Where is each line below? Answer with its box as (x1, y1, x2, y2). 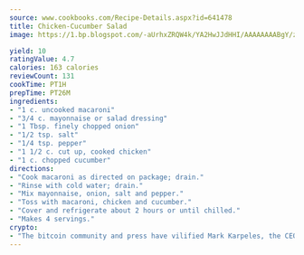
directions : (9, 164, 54, 173)
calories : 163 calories (9, 63, 100, 72)
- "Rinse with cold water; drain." (9, 181, 144, 190)
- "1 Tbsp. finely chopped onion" (9, 122, 140, 131)
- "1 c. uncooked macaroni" (9, 105, 116, 114)
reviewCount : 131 (9, 71, 75, 81)
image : (9, 30, 34, 39)
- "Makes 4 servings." (9, 214, 95, 223)
